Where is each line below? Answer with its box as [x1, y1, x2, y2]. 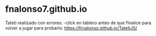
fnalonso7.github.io [5, 3, 88, 15]
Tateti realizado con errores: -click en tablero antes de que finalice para [5, 20, 152, 26]
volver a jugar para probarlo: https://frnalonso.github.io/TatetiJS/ [5, 25, 138, 31]
